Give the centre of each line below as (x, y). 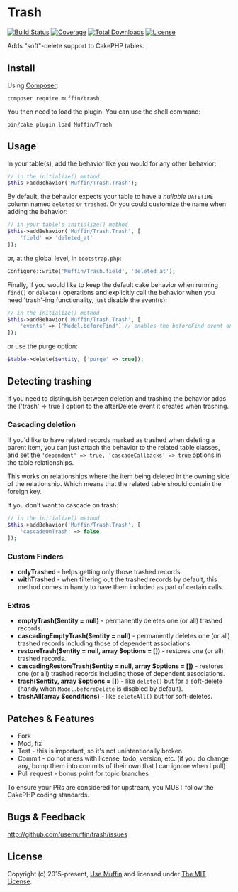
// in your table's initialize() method (68, 225)
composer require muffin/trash (53, 98)
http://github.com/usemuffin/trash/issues (67, 834)
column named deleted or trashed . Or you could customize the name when (117, 204)
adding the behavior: (38, 212)
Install (21, 68)
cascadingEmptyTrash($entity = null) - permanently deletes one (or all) (124, 636)
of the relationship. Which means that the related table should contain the (114, 484)
